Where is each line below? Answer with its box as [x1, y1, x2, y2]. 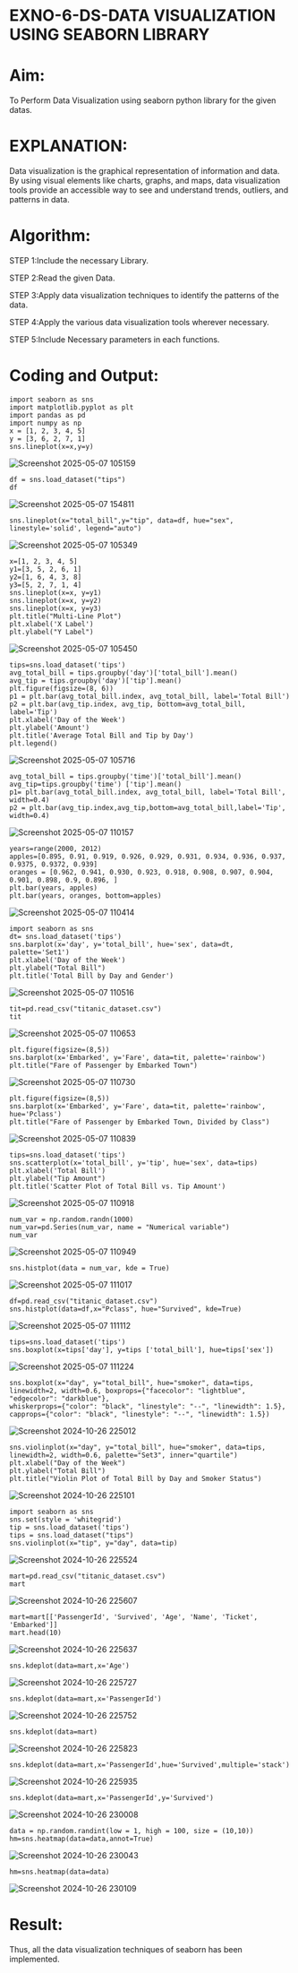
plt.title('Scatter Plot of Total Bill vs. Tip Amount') [9, 1182, 226, 1191]
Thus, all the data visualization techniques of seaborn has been [9, 1943, 243, 1954]
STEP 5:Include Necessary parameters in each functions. [9, 334, 220, 345]
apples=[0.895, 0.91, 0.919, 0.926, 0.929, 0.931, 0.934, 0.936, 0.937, [9, 852, 286, 861]
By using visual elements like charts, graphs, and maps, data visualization [9, 176, 281, 186]
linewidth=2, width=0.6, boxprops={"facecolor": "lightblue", [9, 1386, 246, 1395]
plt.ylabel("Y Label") [9, 627, 94, 636]
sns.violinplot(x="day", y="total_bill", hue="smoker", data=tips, [9, 1443, 267, 1452]
